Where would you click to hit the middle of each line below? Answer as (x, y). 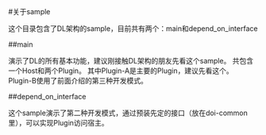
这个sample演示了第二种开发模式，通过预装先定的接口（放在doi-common (128, 113)
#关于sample (29, 12)
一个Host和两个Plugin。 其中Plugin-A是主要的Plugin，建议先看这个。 (121, 71)
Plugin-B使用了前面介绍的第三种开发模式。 (78, 81)
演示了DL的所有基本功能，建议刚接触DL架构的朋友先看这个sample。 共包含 (131, 61)
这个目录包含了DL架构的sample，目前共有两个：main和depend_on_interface (133, 29)
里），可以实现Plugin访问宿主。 (58, 123)
